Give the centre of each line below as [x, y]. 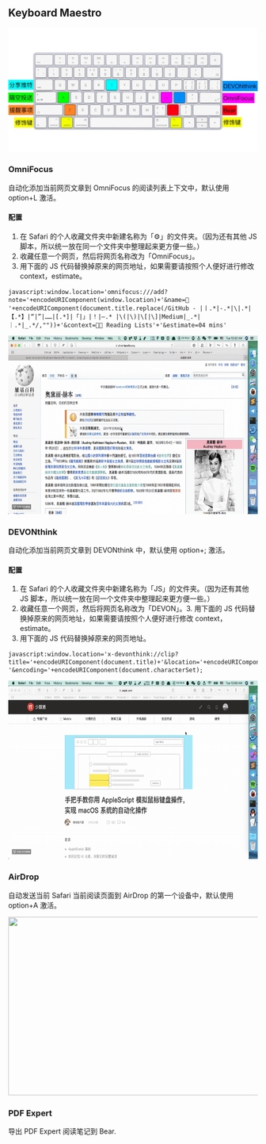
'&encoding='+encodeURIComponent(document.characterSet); [106, 670]
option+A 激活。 [34, 905]
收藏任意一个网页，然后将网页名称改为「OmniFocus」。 [109, 256]
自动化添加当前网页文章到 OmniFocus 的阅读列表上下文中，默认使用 [119, 187]
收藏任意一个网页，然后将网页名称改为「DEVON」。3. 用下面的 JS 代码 [134, 609]
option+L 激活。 [34, 197]
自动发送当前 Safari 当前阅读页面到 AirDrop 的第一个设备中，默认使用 [121, 895]
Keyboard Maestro [55, 13]
